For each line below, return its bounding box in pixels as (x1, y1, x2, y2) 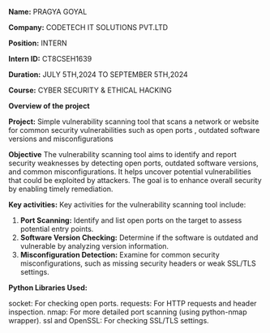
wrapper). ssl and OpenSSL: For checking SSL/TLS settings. (8, 316, 209, 325)
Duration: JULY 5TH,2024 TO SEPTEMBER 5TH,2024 (8, 70, 188, 79)
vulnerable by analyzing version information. (19, 241, 169, 250)
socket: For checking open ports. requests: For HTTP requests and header (8, 299, 257, 308)
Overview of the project (8, 101, 91, 110)
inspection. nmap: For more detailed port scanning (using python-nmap (8, 307, 247, 317)
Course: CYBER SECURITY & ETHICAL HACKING (8, 85, 172, 95)
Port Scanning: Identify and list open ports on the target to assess (19, 216, 242, 225)
